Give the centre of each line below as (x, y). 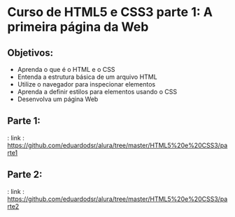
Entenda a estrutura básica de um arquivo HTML (87, 77)
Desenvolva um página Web (58, 99)
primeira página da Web (78, 27)
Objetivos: (30, 53)
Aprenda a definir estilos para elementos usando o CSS (97, 92)
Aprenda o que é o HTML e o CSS (66, 69)
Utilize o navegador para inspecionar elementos (86, 84)
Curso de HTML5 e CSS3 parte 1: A (110, 12)
